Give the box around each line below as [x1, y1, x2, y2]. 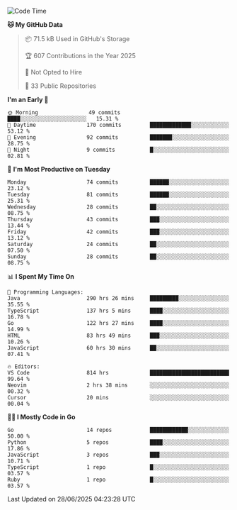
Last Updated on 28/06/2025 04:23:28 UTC [7, 495, 136, 503]
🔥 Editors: [7, 363, 40, 370]
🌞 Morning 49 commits [7, 109, 121, 116]
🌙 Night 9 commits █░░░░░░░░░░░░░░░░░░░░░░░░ [7, 146, 230, 153]
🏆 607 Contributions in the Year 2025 [24, 52, 136, 60]
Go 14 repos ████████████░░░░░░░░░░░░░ [7, 426, 230, 433]
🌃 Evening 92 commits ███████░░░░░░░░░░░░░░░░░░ [7, 134, 230, 141]
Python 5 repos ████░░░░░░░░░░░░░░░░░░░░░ [7, 439, 230, 446]
